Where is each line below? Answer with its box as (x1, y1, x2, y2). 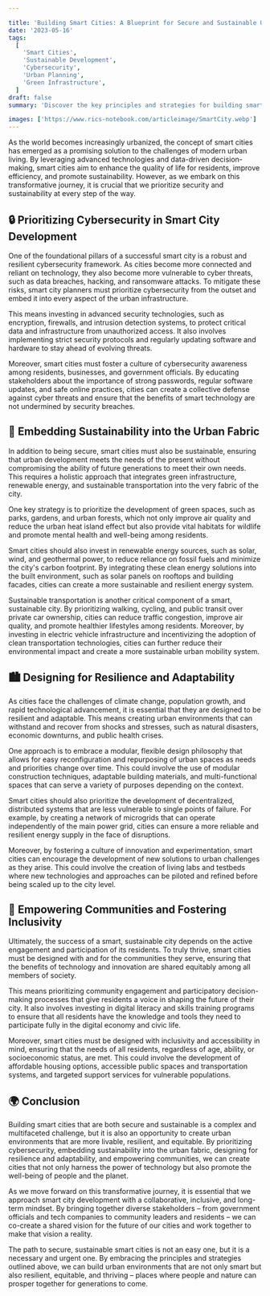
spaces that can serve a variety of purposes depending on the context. (8, 780, 243, 790)
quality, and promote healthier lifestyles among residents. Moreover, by (8, 620, 244, 631)
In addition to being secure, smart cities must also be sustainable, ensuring (8, 446, 257, 456)
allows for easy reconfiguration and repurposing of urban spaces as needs (8, 754, 256, 764)
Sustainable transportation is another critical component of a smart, (8, 595, 232, 605)
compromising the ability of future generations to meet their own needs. (8, 463, 247, 472)
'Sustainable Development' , (22, 56, 117, 64)
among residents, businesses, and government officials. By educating (8, 367, 239, 377)
